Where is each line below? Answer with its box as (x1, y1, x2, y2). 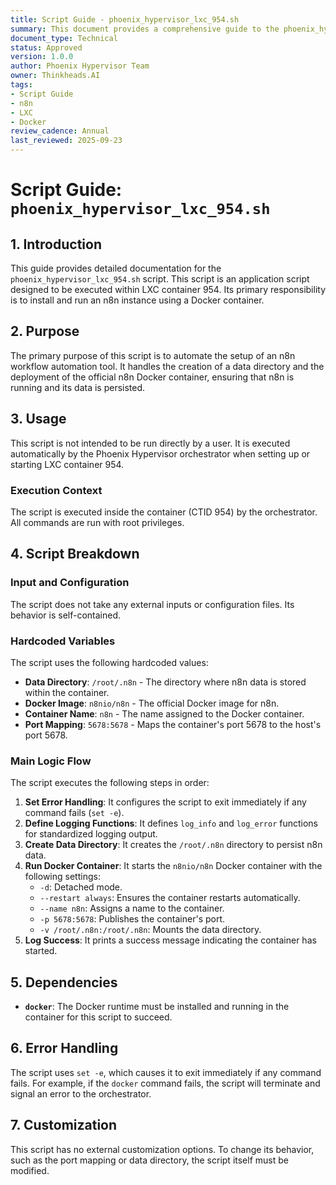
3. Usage (10, 411, 67, 428)
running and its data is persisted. (10, 381, 146, 393)
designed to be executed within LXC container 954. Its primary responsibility (10, 284, 327, 295)
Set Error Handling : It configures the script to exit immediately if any (24, 796, 307, 808)
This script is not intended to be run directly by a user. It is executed (10, 437, 291, 449)
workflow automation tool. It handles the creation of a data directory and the (10, 360, 325, 372)
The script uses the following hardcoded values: (10, 656, 209, 668)
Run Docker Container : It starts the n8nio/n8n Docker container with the (24, 860, 323, 872)
